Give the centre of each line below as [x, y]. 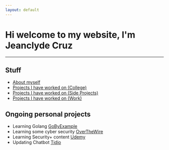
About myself [26, 82]
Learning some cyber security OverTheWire [58, 132]
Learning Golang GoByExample [45, 126]
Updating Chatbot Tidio [37, 142]
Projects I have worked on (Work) [47, 98]
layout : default [22, 10]
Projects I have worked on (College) [50, 88]
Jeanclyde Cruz [39, 45]
